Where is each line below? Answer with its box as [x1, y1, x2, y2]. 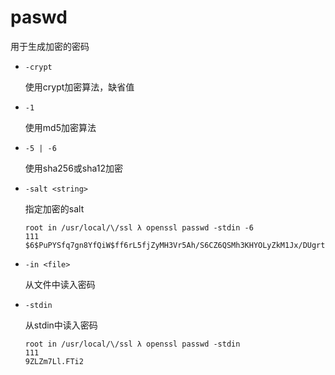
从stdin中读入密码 [24, 319, 98, 331]
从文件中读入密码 [24, 278, 96, 290]
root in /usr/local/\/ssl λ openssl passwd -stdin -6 [24, 222, 254, 233]
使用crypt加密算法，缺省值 [24, 81, 135, 93]
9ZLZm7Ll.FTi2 [24, 356, 84, 366]
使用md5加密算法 [24, 121, 97, 133]
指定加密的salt [24, 202, 85, 215]
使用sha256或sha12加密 [24, 162, 124, 174]
